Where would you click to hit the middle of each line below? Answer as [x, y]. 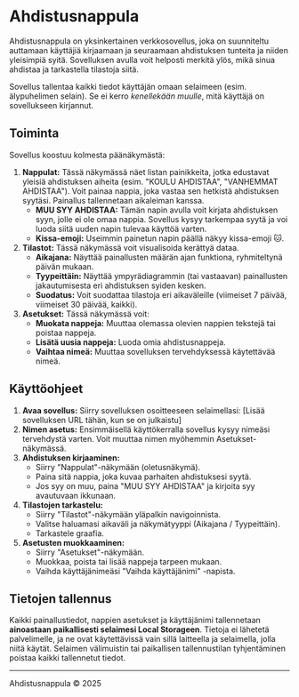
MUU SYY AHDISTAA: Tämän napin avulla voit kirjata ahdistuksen [157, 210]
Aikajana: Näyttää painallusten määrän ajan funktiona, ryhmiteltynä [159, 257]
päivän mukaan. [65, 266]
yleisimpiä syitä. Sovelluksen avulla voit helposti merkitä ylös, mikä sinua [142, 60]
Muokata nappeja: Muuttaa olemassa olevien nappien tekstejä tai [155, 323]
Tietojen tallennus [61, 599]
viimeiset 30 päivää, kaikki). [86, 304]
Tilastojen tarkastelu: [63, 505]
